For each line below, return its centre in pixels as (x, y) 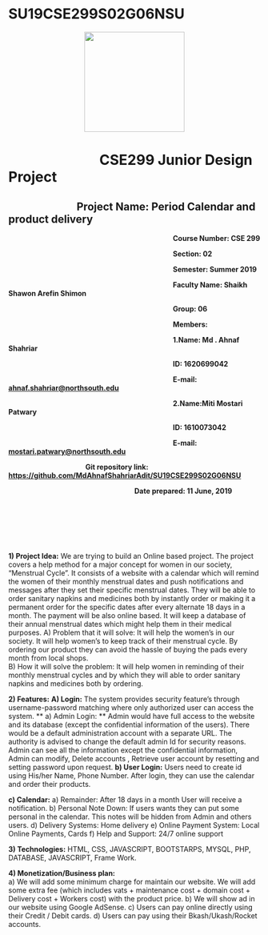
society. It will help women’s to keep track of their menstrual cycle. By (123, 640)
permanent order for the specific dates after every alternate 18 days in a (127, 607)
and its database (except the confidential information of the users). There (129, 724)
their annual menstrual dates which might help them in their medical (120, 624)
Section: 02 (193, 254)
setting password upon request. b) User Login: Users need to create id (125, 767)
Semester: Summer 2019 (215, 269)
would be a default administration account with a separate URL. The (120, 732)
